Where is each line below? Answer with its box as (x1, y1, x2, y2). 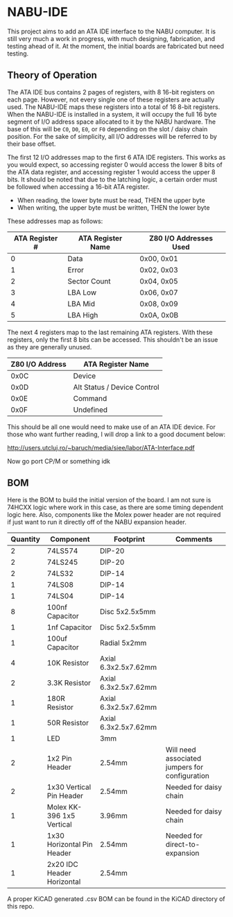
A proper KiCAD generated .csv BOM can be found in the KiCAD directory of (7, 894, 225, 903)
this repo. (7, 902, 35, 910)
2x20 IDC (46, 859, 78, 869)
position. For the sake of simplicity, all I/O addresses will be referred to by (7, 132, 217, 140)
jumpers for (165, 762, 203, 772)
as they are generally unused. (7, 342, 92, 351)
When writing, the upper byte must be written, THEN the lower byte (17, 203, 210, 212)
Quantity (10, 534, 40, 544)
